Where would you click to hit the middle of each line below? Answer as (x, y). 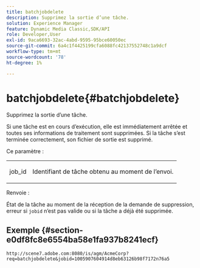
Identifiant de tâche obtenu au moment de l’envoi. (103, 172)
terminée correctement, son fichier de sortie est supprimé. (80, 140)
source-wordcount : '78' (36, 57)
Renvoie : (18, 193)
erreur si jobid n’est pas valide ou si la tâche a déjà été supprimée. (90, 211)
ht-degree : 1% (24, 63)
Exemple (23, 230)
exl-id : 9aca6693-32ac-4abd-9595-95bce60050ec (66, 40)
